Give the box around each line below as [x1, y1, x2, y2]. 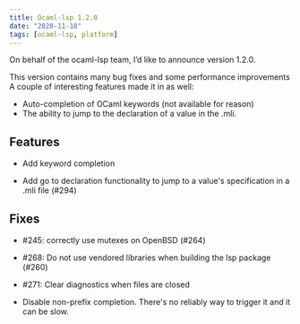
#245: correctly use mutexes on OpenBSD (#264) [21, 235, 206, 245]
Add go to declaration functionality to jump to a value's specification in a [21, 176, 290, 187]
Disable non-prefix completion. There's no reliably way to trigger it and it [21, 297, 291, 307]
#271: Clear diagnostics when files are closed [21, 279, 191, 290]
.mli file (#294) [21, 185, 78, 196]
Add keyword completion [21, 158, 116, 169]
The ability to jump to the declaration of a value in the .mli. [21, 109, 237, 119]
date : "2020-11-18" [9, 22, 82, 31]
